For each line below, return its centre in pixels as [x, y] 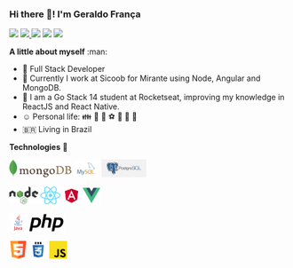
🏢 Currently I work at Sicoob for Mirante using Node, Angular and [141, 78]
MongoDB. [42, 88]
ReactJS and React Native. [71, 106]
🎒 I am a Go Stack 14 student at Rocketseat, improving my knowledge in [153, 98]
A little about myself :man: [59, 51]
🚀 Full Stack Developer [63, 69]
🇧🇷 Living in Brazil [57, 130]
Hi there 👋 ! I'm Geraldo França [75, 14]
